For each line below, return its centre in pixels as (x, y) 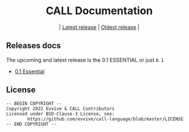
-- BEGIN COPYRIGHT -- (34, 103)
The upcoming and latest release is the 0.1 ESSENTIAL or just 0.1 (85, 60)
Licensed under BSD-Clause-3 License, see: (61, 114)
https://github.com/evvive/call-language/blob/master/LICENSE (105, 119)
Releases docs (33, 46)
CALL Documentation (99, 11)
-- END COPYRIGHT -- (32, 124)
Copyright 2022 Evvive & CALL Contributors (61, 108)
